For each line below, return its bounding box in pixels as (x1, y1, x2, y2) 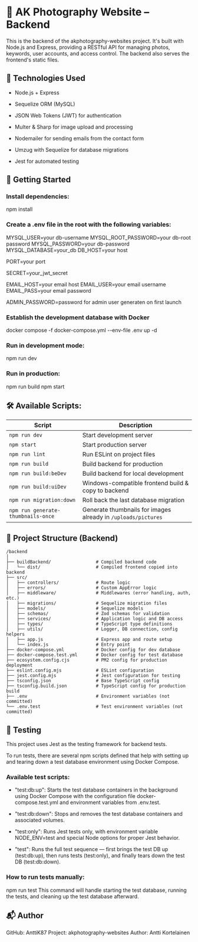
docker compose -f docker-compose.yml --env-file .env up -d (6, 327, 157, 334)
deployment (6, 662, 33, 669)
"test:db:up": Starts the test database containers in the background (14, 786, 178, 793)
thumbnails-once (9, 513, 55, 520)
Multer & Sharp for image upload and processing (14, 123, 133, 130)
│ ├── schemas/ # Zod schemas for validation (6, 611, 170, 617)
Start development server (82, 431, 153, 439)
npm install (6, 206, 33, 213)
